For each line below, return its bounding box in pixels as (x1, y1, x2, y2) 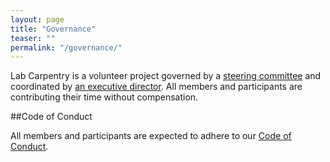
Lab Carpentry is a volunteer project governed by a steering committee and (10, 70, 322, 82)
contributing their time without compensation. (10, 91, 199, 103)
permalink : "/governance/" (10, 42, 123, 53)
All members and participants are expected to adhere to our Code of (10, 130, 292, 142)
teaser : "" (10, 33, 56, 43)
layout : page (10, 14, 65, 25)
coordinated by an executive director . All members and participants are (10, 81, 303, 93)
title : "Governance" (10, 24, 97, 34)
